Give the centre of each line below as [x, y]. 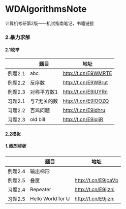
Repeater [41, 189]
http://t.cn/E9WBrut [85, 83]
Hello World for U [50, 199]
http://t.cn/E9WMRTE [87, 73]
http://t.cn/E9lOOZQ [86, 101]
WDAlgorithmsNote [46, 9]
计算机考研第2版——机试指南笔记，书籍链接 [50, 23]
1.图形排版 [16, 146]
